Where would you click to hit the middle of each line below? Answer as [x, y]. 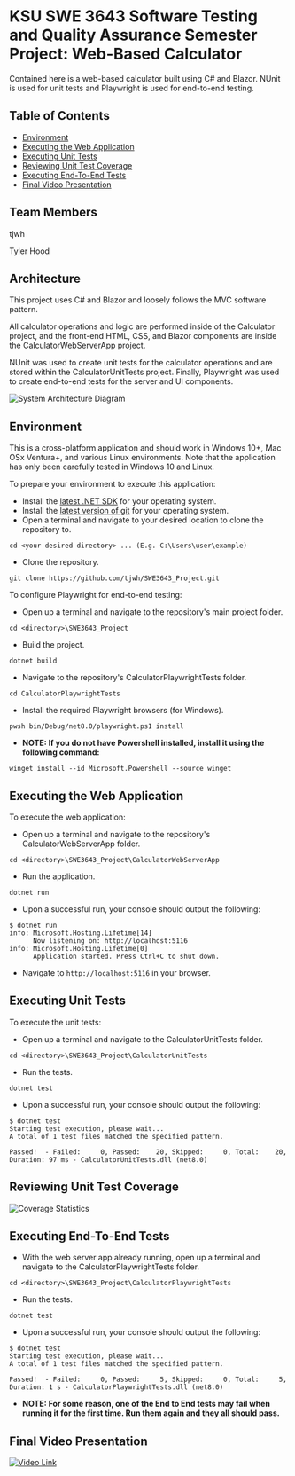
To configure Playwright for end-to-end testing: [96, 595]
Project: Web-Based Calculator [126, 54]
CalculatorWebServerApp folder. [81, 844]
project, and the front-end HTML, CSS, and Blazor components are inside [143, 336]
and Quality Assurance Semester [133, 35]
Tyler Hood [30, 251]
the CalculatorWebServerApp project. [78, 345]
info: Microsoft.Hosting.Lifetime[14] [81, 933]
